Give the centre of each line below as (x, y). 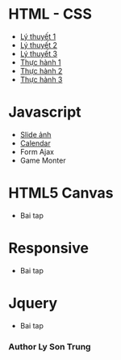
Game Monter (43, 160)
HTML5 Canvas (61, 193)
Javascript (45, 112)
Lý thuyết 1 (38, 36)
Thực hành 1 (41, 62)
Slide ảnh (35, 134)
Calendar (35, 143)
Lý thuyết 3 (39, 53)
